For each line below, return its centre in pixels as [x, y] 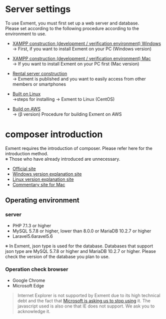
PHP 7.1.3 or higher [32, 225]
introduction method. [27, 153]
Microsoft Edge [28, 285]
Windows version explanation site [47, 174]
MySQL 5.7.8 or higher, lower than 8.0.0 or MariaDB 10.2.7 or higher [82, 231]
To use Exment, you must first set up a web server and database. [72, 23]
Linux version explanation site [43, 179]
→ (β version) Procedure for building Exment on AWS [67, 114]
